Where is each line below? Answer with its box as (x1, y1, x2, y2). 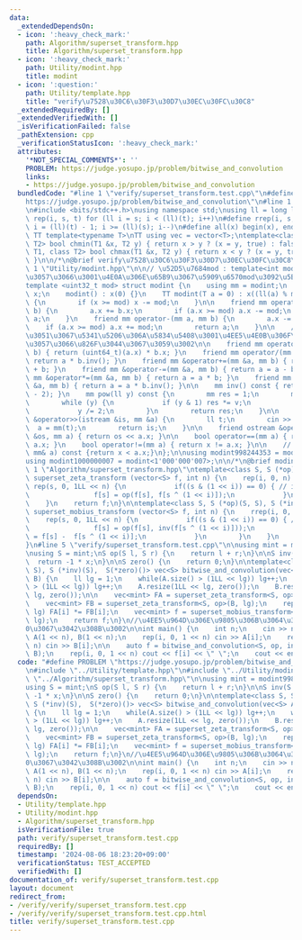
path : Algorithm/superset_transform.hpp (25, 38, 179, 48)
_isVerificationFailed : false (17, 122, 130, 131)
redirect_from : (9, 892, 67, 901)
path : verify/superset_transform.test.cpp (17, 834, 179, 843)
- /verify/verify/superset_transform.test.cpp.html (9, 908, 207, 918)
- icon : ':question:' (17, 80, 99, 89)
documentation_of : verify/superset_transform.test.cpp (9, 875, 219, 884)
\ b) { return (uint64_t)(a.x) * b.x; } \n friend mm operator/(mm (25, 348, 292, 357)
